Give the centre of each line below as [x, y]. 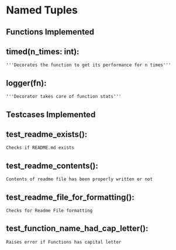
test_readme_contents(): [52, 165]
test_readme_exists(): [47, 134]
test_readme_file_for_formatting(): [70, 197]
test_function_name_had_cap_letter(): [77, 229]
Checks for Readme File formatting [49, 211]
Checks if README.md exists [40, 148]
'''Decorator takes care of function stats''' [64, 97]
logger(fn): [26, 83]
